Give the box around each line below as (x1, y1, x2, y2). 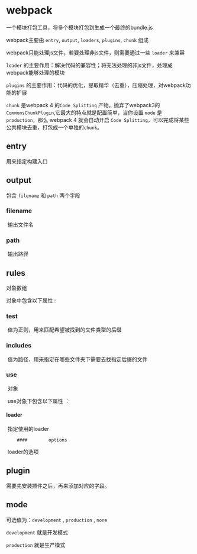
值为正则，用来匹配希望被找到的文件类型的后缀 (7, 326, 122, 333)
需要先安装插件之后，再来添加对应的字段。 (6, 482, 110, 489)
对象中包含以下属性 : (6, 297, 56, 304)
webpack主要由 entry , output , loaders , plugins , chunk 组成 (6, 36, 149, 43)
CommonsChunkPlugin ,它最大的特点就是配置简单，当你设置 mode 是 (6, 109, 163, 116)
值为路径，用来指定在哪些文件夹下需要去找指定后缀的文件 (7, 356, 148, 363)
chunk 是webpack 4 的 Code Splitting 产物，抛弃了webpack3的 (6, 101, 160, 108)
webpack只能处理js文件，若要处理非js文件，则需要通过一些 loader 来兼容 (6, 49, 185, 56)
